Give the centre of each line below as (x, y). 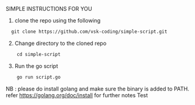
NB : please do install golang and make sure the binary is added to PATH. (97, 89)
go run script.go (39, 77)
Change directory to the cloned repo (61, 43)
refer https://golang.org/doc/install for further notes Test (77, 95)
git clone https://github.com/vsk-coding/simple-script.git (89, 32)
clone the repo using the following (57, 20)
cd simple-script (39, 54)
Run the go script (36, 66)
